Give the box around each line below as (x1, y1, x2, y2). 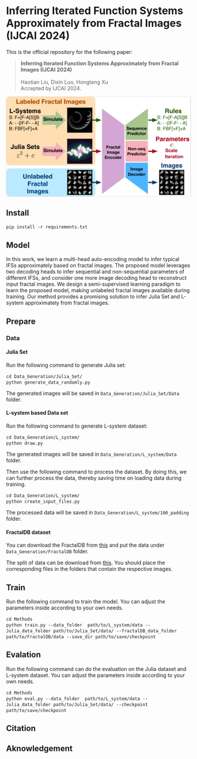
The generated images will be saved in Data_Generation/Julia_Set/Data (6, 389, 180, 397)
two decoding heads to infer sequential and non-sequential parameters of (6, 268, 185, 275)
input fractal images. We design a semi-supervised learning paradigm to (6, 280, 181, 288)
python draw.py (6, 440, 43, 446)
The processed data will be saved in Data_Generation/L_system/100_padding (6, 509, 189, 516)
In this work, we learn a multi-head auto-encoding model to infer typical (6, 256, 180, 263)
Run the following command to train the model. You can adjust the (6, 598, 165, 605)
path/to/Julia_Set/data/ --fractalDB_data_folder (53, 628, 177, 634)
